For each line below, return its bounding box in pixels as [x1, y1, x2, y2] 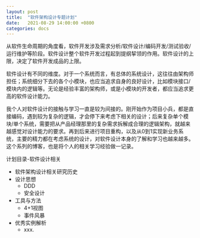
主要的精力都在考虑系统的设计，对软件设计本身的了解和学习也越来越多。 [16, 135, 194, 142]
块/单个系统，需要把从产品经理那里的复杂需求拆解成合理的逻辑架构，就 [6, 120, 180, 127]
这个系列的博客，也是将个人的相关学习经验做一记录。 [6, 143, 137, 150]
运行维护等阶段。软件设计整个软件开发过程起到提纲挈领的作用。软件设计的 [6, 50, 189, 57]
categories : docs [6, 25, 49, 32]
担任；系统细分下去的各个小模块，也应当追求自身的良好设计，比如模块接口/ [6, 78, 191, 85]
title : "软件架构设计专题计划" [6, 14, 77, 20]
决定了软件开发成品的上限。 [16, 57, 85, 65]
